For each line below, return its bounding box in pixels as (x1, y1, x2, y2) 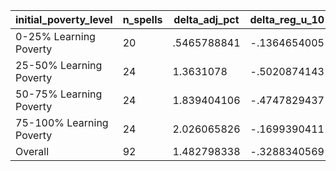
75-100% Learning (15, 116, 109, 129)
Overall (15, 145, 49, 158)
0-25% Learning (15, 30, 96, 43)
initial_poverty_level (15, 13, 113, 26)
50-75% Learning (15, 87, 103, 101)
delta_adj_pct (173, 13, 240, 26)
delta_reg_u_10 (249, 13, 325, 26)
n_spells (122, 13, 163, 26)
